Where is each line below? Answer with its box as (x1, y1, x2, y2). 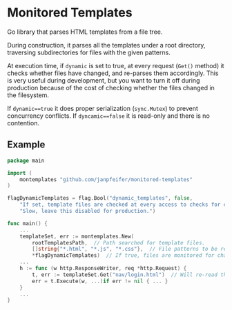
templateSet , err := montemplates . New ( (19, 233, 135, 240)
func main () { (7, 220, 48, 227)
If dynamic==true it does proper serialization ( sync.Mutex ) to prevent (7, 104, 199, 112)
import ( (7, 169, 32, 176)
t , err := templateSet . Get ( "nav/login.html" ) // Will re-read (32, 271, 217, 278)
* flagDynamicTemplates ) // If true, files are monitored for (32, 252, 215, 259)
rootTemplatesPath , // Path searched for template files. (32, 239, 206, 246)
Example (7, 139, 46, 151)
